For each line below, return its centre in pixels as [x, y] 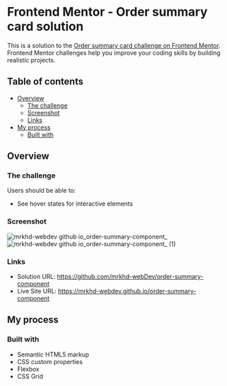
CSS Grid [30, 376]
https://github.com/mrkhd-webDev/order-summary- [130, 277]
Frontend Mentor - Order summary [107, 12]
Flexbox [28, 369]
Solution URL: [36, 277]
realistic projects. [31, 60]
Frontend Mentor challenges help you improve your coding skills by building [114, 53]
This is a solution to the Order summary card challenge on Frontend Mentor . [114, 45]
